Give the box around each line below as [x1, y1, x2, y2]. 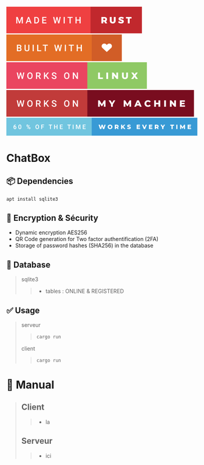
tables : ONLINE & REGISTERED [45, 287, 124, 295]
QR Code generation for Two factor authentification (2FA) [15, 236, 159, 243]
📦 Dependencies [6, 176, 73, 186]
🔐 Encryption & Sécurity [6, 213, 98, 223]
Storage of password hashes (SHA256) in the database [15, 242, 154, 250]
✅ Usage [6, 305, 40, 315]
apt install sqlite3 [6, 196, 59, 202]
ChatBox [6, 151, 51, 165]
